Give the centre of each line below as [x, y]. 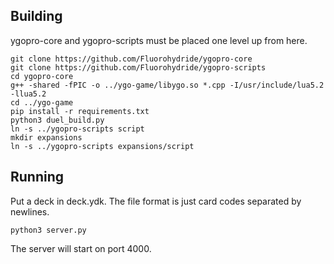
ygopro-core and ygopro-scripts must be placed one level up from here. [159, 40]
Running [37, 177]
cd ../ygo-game [42, 102]
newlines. [30, 211]
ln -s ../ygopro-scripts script [77, 129]
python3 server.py [48, 230]
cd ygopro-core [42, 76]
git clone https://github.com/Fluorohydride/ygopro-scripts [138, 67]
